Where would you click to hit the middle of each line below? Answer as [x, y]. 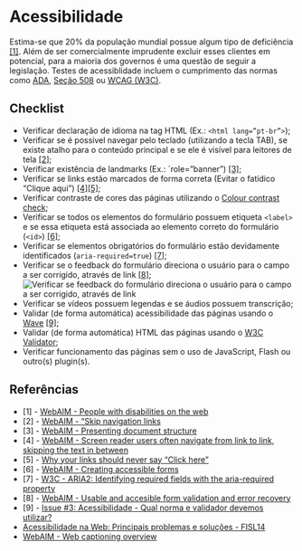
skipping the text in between [75, 450]
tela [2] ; [37, 159]
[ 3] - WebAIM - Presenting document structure [109, 431]
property [39, 488]
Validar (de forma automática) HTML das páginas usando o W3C [143, 332]
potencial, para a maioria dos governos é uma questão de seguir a [132, 61]
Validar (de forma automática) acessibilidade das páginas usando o [148, 313]
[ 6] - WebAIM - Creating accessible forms [100, 469]
